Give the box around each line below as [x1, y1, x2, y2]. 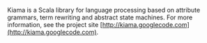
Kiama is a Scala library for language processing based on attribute [7, 6, 201, 14]
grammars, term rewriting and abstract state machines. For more [7, 13, 193, 21]
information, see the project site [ [7, 21, 103, 28]
